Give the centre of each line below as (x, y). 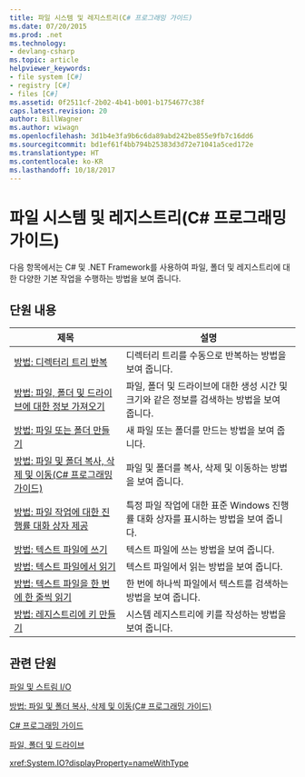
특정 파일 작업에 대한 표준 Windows (198, 505)
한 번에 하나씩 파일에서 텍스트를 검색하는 (207, 584)
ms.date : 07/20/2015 (49, 26)
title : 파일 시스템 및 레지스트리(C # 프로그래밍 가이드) (101, 18)
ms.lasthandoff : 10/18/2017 (63, 170)
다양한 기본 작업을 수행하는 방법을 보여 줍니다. (100, 279)
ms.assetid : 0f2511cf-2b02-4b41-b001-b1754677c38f (107, 102)
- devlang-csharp (42, 52)
